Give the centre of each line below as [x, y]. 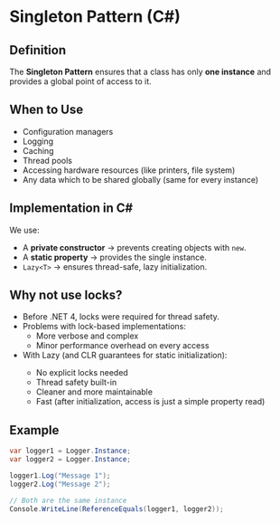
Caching [38, 150]
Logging [38, 141]
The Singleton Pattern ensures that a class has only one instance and [140, 71]
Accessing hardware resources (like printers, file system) [129, 170]
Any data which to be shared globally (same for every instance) [140, 179]
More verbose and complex [87, 336]
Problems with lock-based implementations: [104, 327]
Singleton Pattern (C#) [95, 17]
